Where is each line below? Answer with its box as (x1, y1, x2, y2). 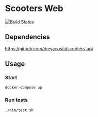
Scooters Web (5, 3, 64, 14)
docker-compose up (5, 85, 42, 90)
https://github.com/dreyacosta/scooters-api (5, 45, 93, 51)
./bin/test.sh (5, 107, 34, 113)
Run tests (5, 97, 28, 103)
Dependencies (5, 33, 50, 41)
